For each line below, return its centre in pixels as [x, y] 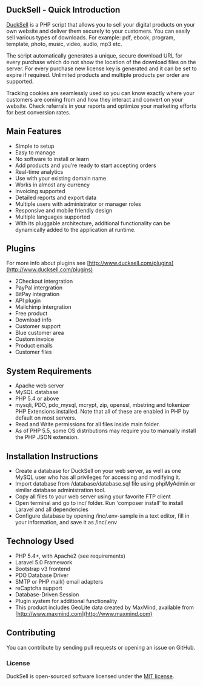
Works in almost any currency [52, 185]
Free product [31, 314]
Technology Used [40, 541]
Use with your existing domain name [61, 178]
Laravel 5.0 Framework [44, 562]
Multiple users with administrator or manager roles [78, 204]
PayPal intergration [39, 288]
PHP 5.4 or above [37, 398]
